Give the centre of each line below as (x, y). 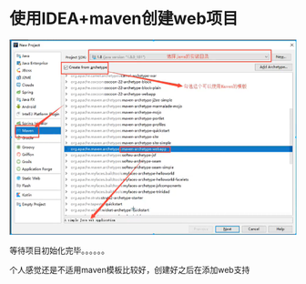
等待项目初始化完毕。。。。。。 (59, 250)
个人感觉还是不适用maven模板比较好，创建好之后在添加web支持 (130, 270)
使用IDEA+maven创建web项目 (124, 19)
